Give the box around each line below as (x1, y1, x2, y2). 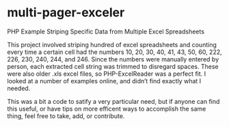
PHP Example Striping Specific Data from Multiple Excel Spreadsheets (7, 27, 205, 36)
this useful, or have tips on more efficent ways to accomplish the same (7, 104, 206, 113)
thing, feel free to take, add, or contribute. (7, 111, 125, 120)
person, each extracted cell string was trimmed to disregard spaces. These (7, 62, 219, 70)
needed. (7, 84, 31, 92)
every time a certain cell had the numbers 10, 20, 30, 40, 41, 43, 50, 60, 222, (7, 48, 222, 56)
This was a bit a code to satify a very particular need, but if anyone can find (7, 97, 220, 105)
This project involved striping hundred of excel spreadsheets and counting (7, 40, 217, 48)
